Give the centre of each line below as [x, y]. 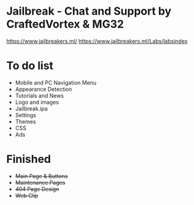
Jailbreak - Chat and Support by [89, 11]
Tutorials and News [39, 95]
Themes [26, 121]
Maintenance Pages [40, 182]
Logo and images [37, 102]
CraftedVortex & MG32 [65, 24]
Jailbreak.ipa [31, 109]
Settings [26, 115]
